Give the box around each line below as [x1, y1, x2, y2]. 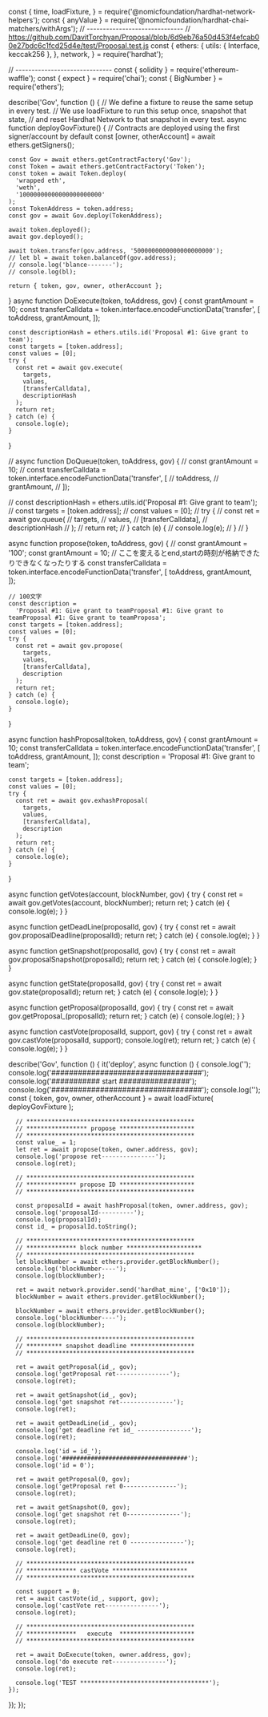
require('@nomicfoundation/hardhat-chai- [110, 15, 250, 25]
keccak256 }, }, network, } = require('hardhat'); [8, 50, 164, 59]
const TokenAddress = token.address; [8, 205, 134, 213]
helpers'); [8, 15, 40, 25]
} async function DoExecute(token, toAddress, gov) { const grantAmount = [8, 296, 254, 306]
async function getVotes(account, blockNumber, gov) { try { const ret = [8, 889, 244, 899]
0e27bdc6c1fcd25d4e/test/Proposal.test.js [8, 41, 150, 51]
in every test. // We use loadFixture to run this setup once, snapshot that [8, 106, 246, 115]
